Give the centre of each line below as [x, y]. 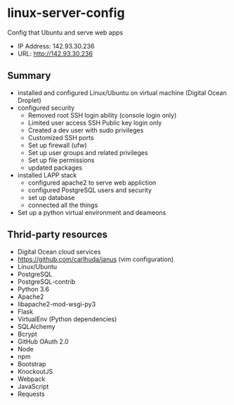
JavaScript [33, 386]
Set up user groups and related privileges [88, 152]
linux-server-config [66, 13]
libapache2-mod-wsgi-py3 [57, 304]
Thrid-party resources [57, 235]
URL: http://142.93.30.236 [55, 54]
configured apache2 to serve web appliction [92, 182]
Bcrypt [27, 334]
